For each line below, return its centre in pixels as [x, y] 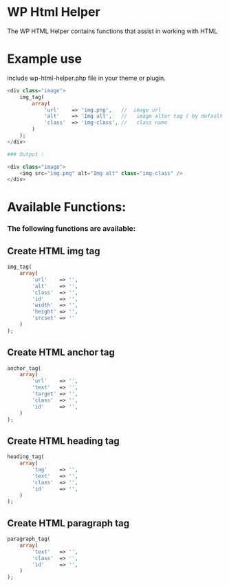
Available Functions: [67, 207]
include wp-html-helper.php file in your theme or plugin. [87, 78]
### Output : [26, 154]
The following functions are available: [72, 229]
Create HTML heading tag [64, 441]
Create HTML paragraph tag [68, 523]
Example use [45, 59]
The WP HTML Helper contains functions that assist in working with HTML [112, 31]
